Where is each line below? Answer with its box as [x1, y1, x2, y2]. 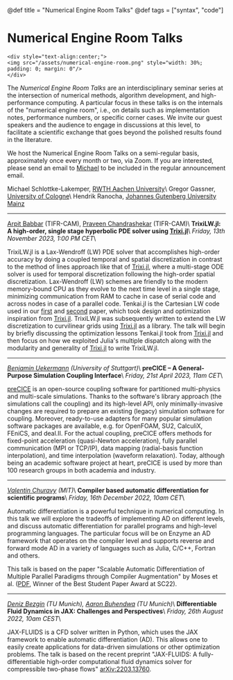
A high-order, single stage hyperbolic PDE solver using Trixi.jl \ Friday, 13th [7, 226, 225, 235]
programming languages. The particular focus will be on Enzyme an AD [7, 529, 212, 537]
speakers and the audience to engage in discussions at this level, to [7, 120, 201, 129]
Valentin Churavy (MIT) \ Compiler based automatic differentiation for [7, 486, 209, 494]
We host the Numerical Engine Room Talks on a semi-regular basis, [7, 149, 200, 157]
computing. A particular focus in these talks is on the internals [46, 98, 223, 106]
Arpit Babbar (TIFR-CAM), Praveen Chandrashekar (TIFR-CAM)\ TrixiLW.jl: [7, 219, 221, 228]
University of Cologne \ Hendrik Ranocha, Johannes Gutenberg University [7, 191, 217, 200]
